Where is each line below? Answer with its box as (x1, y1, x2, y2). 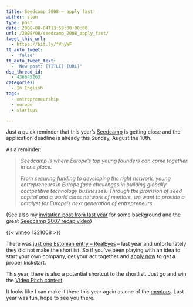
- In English (11, 85, 43, 91)
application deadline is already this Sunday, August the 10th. (6, 135, 152, 142)
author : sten (6, 14, 38, 20)
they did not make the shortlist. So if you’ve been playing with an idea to (6, 246, 181, 253)
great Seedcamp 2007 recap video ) (6, 218, 92, 225)
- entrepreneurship (11, 96, 59, 102)
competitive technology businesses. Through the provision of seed (20, 188, 182, 195)
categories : (6, 80, 35, 86)
